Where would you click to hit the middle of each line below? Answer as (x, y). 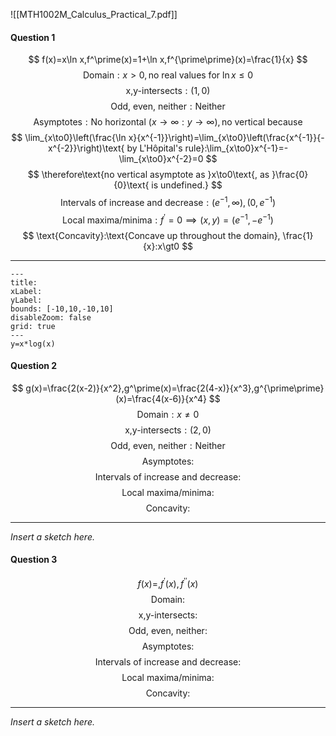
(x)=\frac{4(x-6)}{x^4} (161, 398)
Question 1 (33, 37)
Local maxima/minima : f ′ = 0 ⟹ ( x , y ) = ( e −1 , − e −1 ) (168, 219)
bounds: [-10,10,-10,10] (62, 309)
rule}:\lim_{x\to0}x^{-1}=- (236, 148)
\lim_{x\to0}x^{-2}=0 (161, 159)
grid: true (33, 326)
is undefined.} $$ (187, 185)
